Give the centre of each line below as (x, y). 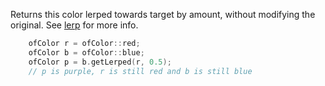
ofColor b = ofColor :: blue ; (86, 52)
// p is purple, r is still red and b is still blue (140, 71)
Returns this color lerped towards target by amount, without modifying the (163, 14)
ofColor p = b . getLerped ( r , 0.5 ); (100, 62)
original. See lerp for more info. (74, 25)
